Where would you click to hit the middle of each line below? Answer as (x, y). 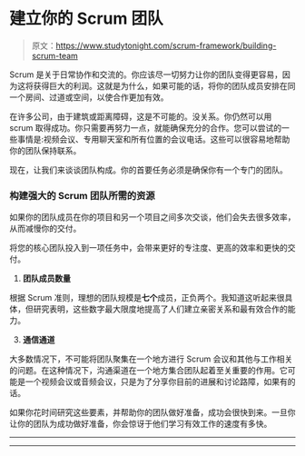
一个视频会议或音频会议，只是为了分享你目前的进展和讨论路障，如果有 (156, 382)
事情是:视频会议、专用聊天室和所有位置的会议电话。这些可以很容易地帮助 (153, 139)
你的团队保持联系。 (45, 150)
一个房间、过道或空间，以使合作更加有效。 (89, 97)
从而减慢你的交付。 (45, 229)
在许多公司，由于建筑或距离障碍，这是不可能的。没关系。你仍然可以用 (141, 116)
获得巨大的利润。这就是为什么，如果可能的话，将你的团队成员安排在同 (164, 85)
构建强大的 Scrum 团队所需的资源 (83, 195)
